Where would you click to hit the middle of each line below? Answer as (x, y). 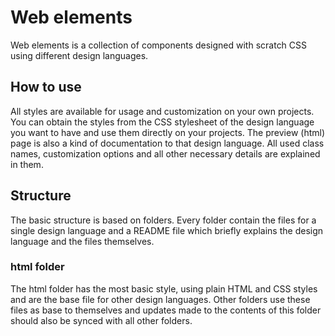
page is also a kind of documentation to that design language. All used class (167, 143)
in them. (27, 164)
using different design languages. (79, 55)
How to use (46, 87)
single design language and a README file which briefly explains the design (167, 230)
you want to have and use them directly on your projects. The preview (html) (167, 132)
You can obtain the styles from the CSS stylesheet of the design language (162, 122)
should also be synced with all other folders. (101, 320)
